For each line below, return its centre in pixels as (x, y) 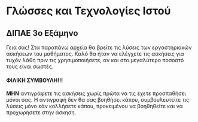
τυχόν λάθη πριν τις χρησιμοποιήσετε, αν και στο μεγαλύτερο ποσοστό (95, 60)
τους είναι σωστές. (30, 66)
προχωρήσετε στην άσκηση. (41, 112)
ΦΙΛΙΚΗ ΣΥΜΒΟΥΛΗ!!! (35, 80)
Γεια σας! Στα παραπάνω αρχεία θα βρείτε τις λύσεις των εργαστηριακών (99, 47)
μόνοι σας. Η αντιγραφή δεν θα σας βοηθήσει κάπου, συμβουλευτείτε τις (98, 100)
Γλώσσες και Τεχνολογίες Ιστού (89, 11)
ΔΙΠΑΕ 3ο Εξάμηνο (42, 33)
